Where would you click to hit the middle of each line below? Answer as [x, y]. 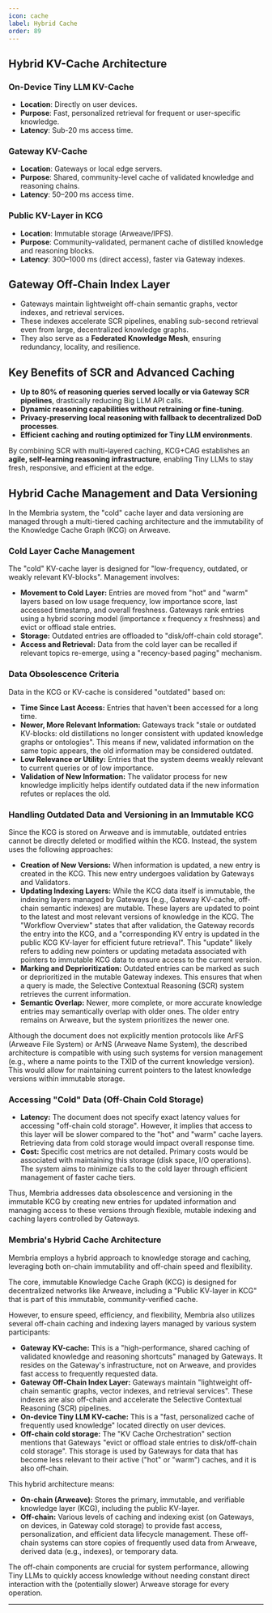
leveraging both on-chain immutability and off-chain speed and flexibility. [131, 1266]
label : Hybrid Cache [43, 23]
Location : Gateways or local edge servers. [91, 169]
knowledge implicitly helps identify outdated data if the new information [140, 785]
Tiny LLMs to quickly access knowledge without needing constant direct [129, 1575]
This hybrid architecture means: [62, 1483]
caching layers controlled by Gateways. [74, 1219]
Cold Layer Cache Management [72, 551]
